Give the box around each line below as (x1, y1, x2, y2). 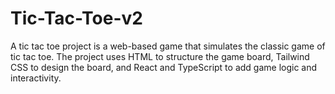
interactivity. (10, 72, 62, 84)
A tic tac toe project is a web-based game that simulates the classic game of (10, 40, 326, 52)
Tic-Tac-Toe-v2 (10, 7, 143, 30)
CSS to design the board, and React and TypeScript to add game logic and (10, 61, 318, 73)
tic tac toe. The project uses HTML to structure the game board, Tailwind (10, 50, 310, 62)
